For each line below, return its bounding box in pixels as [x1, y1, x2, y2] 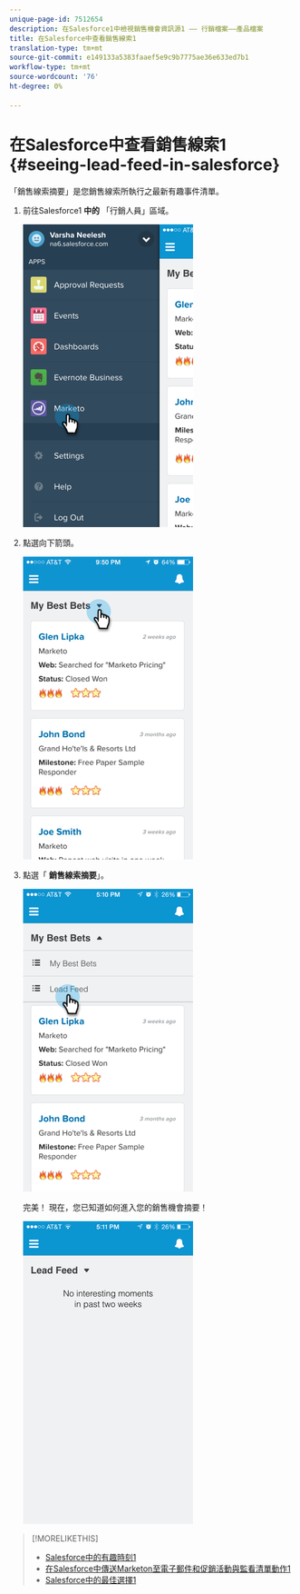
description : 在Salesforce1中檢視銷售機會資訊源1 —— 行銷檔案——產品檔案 [9, 24, 264, 34]
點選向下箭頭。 [22, 537, 79, 548]
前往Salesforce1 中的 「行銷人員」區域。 [22, 204, 174, 215]
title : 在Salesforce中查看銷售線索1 [9, 34, 137, 43]
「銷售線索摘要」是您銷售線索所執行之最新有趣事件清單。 [9, 185, 224, 196]
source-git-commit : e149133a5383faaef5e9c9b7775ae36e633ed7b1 [9, 53, 249, 63]
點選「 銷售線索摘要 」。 [22, 869, 109, 881]
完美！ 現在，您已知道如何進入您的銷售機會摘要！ [22, 1201, 208, 1212]
